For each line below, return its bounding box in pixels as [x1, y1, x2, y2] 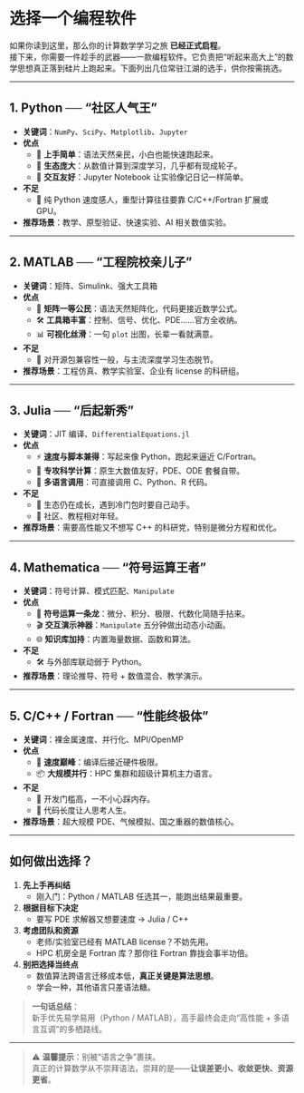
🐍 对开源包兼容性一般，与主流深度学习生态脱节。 [35, 354, 219, 365]
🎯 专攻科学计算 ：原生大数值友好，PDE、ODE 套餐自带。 [35, 465, 245, 476]
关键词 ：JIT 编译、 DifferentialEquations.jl [22, 428, 190, 440]
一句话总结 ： [31, 1000, 80, 1011]
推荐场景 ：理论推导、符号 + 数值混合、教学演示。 [22, 670, 207, 681]
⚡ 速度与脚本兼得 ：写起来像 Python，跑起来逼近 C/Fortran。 [35, 451, 261, 463]
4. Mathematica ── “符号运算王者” [9, 560, 206, 575]
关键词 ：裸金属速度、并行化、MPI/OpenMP [22, 734, 184, 745]
